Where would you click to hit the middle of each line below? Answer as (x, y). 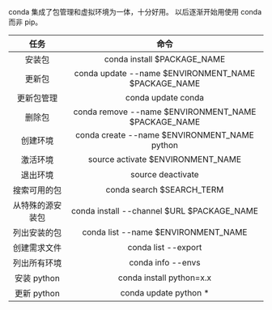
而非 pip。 (25, 22)
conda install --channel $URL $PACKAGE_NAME (165, 211)
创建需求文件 (37, 248)
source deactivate (165, 174)
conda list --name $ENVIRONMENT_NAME (165, 232)
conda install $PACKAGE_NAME (165, 59)
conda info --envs (165, 263)
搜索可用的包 (37, 190)
